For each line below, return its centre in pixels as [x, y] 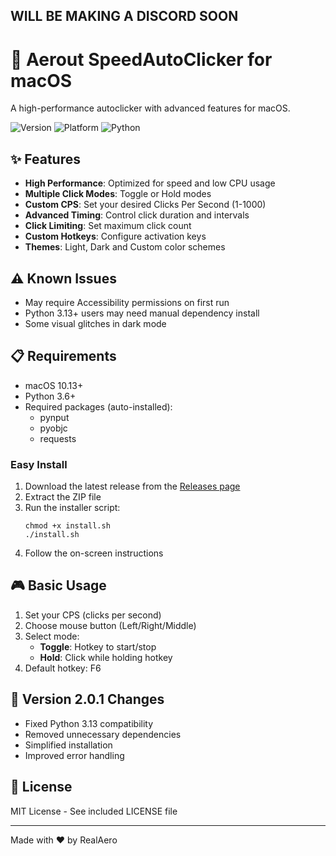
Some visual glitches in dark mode [95, 323]
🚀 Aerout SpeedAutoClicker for [141, 59]
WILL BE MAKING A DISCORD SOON [124, 16]
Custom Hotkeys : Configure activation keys [115, 236]
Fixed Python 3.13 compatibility [89, 723]
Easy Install [39, 464]
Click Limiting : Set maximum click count [108, 226]
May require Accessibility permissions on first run [127, 302]
